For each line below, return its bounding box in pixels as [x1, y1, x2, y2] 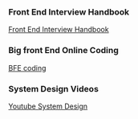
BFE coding [8, 63, 47, 72]
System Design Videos [8, 83, 99, 94]
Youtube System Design [8, 101, 88, 111]
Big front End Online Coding [8, 45, 119, 56]
